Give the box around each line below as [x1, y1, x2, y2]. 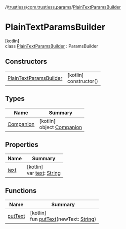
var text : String [26, 170, 61, 177]
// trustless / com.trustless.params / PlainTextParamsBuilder [5, 4, 121, 10]
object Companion [39, 124, 83, 131]
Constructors [5, 57, 47, 66]
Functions [5, 186, 37, 195]
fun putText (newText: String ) [30, 216, 96, 223]
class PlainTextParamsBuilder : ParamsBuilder [5, 43, 98, 49]
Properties [5, 140, 39, 149]
